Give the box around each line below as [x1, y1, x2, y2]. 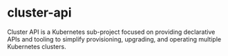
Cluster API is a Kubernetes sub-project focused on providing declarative [7, 28, 216, 36]
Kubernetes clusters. [7, 42, 67, 50]
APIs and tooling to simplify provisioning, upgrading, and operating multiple [7, 35, 222, 43]
